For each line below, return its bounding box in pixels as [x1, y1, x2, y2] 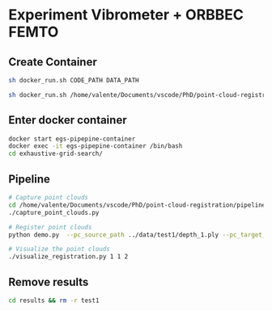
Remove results [8, 275, 89, 288]
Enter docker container [8, 113, 127, 127]
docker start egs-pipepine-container [8, 135, 136, 143]
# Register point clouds [8, 223, 92, 231]
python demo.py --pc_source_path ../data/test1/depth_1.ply [8, 230, 219, 239]
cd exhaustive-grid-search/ [8, 149, 104, 158]
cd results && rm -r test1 [8, 296, 100, 305]
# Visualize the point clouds [8, 245, 111, 254]
